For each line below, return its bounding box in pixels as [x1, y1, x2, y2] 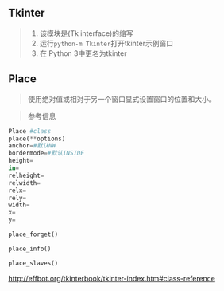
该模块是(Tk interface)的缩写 [39, 28, 133, 38]
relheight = [8, 171, 44, 179]
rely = [8, 194, 26, 202]
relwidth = [8, 179, 41, 187]
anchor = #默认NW [8, 142, 56, 150]
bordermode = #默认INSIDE [8, 149, 85, 158]
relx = [8, 187, 26, 195]
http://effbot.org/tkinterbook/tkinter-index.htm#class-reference [8, 273, 216, 283]
